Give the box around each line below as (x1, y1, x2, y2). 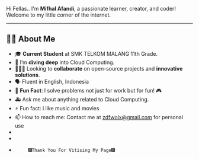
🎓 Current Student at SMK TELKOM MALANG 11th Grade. (14, 50, 158, 57)
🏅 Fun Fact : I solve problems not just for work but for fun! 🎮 (14, 87, 162, 94)
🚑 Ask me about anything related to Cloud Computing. (14, 96, 149, 103)
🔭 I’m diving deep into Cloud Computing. (14, 59, 115, 66)
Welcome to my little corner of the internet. (6, 11, 111, 18)
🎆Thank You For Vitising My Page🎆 (28, 147, 115, 153)
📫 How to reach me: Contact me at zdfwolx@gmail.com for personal (14, 113, 184, 120)
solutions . (14, 71, 40, 78)
